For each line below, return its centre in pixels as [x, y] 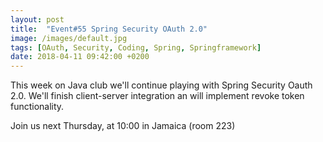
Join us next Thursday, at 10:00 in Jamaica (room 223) [123, 126]
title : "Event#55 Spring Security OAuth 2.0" [109, 29]
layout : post [37, 19]
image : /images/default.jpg [69, 38]
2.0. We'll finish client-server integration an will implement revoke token [157, 96]
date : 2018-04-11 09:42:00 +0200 [80, 57]
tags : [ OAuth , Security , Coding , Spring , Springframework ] [136, 47]
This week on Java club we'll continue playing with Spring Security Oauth [161, 85]
